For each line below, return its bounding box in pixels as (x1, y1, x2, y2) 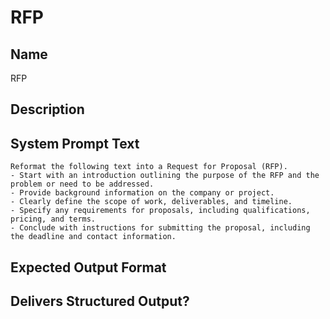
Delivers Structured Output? (10, 292, 190, 310)
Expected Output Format (10, 259, 167, 276)
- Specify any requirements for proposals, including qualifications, (10, 206, 311, 216)
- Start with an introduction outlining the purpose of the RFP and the (10, 171, 320, 181)
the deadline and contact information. (10, 232, 177, 242)
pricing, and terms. (10, 214, 97, 225)
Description (10, 101, 85, 118)
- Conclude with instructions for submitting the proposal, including (10, 223, 311, 233)
